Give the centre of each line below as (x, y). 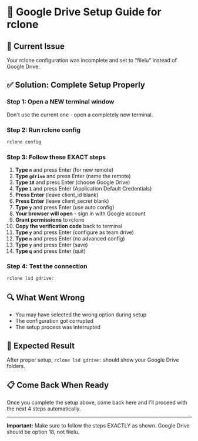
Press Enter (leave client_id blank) (57, 195)
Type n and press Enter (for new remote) (64, 170)
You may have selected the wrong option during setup (81, 315)
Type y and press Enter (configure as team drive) (75, 232)
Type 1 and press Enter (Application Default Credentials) (83, 189)
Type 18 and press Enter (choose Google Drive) (73, 182)
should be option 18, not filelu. (43, 432)
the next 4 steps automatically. (44, 409)
